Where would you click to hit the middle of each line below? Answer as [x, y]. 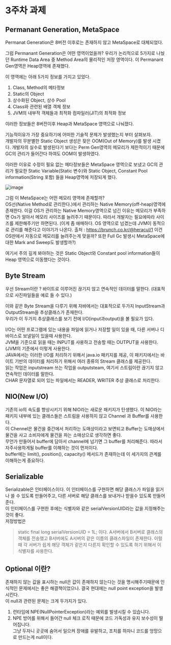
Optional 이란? [28, 568]
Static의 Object [28, 94]
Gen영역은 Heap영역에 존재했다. [38, 66]
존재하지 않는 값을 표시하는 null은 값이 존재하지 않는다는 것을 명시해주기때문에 [82, 582]
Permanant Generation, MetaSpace [62, 29]
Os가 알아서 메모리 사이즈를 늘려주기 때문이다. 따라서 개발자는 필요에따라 [83, 217]
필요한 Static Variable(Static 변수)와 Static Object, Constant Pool [81, 171]
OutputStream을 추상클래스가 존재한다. [45, 312]
